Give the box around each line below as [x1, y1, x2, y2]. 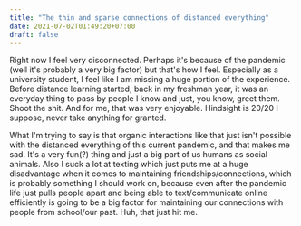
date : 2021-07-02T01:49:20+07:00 [9, 22, 136, 31]
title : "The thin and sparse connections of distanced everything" [9, 13, 270, 23]
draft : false [9, 30, 59, 39]
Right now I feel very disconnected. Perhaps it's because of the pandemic [9, 55, 286, 66]
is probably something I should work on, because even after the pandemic [9, 178, 287, 189]
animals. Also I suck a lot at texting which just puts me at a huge [9, 159, 248, 170]
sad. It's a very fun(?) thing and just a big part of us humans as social [9, 149, 267, 160]
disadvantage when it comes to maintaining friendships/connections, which [9, 168, 292, 179]
